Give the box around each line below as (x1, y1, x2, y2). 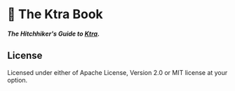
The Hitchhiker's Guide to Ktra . (7, 29, 100, 38)
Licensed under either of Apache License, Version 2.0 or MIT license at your (7, 68, 228, 76)
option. (7, 76, 28, 84)
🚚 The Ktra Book (7, 6, 103, 22)
